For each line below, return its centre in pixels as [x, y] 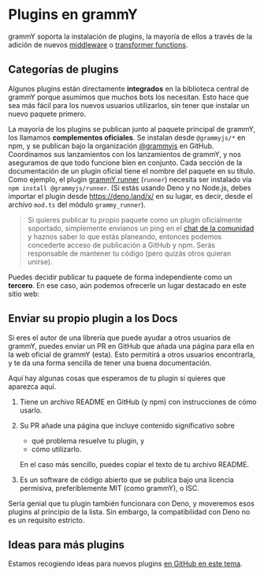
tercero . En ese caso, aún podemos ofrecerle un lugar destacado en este [127, 285]
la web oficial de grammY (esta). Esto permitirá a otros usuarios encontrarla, [132, 354]
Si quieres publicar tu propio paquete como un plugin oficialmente [135, 219]
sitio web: [24, 294]
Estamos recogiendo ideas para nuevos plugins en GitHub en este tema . [125, 564]
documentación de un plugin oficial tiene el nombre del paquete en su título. [132, 170]
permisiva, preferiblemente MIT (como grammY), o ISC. [109, 488]
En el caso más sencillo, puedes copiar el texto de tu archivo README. [134, 464]
